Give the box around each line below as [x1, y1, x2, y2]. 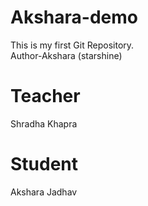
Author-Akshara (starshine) [10, 49, 123, 61]
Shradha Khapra [10, 117, 78, 130]
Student [10, 153, 79, 176]
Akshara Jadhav [10, 186, 78, 198]
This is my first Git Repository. [10, 39, 135, 51]
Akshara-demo [10, 6, 138, 29]
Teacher [10, 85, 81, 108]
